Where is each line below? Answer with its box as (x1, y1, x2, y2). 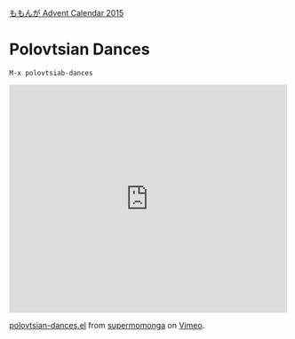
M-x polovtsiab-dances (9, 68, 93, 77)
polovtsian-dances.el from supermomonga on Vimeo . (9, 319, 205, 330)
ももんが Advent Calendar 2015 (9, 8, 124, 18)
